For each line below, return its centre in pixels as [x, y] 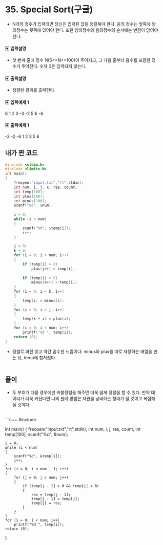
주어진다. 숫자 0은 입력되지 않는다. [54, 66]
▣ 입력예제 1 [17, 102]
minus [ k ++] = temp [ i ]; [54, 283]
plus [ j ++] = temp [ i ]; [53, 269]
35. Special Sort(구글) [49, 10]
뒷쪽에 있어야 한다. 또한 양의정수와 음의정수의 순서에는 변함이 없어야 [94, 30]
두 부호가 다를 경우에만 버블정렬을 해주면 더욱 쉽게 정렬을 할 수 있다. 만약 [81, 392]
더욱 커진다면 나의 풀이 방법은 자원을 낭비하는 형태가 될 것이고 [84, 398]
